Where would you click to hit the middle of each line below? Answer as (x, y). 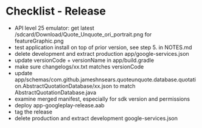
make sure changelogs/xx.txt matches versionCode (79, 66)
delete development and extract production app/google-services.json (102, 53)
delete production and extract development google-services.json (96, 118)
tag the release (33, 112)
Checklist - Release (56, 11)
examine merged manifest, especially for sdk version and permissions (102, 99)
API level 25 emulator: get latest (54, 28)
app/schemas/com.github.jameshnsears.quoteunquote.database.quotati (105, 79)
